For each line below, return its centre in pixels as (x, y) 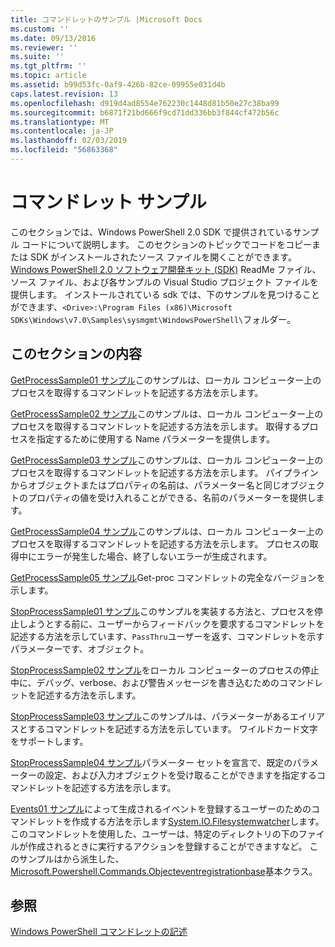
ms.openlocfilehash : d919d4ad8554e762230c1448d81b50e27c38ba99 (145, 103)
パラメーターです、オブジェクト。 (80, 648)
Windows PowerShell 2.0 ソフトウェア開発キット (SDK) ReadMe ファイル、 (166, 269)
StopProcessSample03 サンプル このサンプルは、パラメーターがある (150, 716)
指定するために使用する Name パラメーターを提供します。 (155, 438)
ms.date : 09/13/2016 (53, 38)
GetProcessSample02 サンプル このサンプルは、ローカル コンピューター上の (167, 413)
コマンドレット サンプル (108, 202)
